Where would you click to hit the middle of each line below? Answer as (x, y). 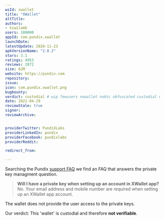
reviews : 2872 (20, 64)
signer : (13, 110)
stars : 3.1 (16, 55)
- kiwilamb (16, 28)
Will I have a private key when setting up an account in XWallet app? (88, 184)
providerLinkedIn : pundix (31, 133)
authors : (14, 23)
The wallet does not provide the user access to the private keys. (70, 204)
